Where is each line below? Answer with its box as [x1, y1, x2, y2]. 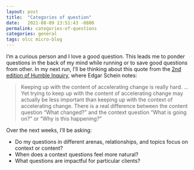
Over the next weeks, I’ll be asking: [6, 126, 92, 134]
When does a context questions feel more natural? [14, 151, 139, 158]
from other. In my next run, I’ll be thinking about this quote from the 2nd [6, 66, 182, 72]
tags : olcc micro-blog [6, 36, 62, 42]
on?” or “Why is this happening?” [20, 115, 102, 122]
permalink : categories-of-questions [6, 25, 97, 32]
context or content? [14, 144, 64, 152]
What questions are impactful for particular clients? [14, 157, 141, 164]
